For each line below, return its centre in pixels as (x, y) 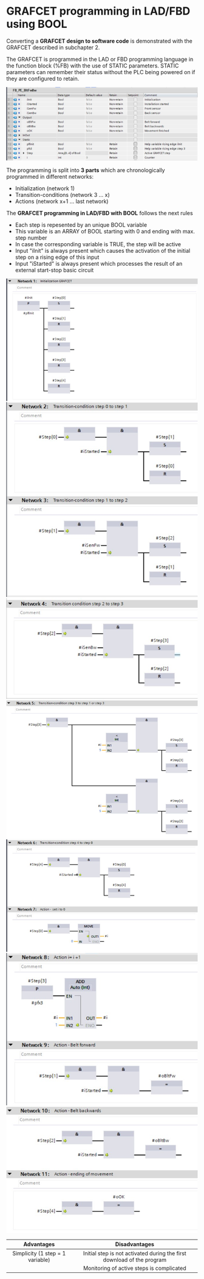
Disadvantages (135, 1244)
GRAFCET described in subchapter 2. (53, 47)
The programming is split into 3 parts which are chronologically (86, 170)
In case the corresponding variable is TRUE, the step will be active (98, 244)
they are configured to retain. (43, 78)
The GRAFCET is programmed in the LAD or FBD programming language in (100, 59)
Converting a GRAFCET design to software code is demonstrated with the (100, 41)
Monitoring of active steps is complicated (134, 1268)
